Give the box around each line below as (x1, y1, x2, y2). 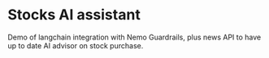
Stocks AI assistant (7, 6, 141, 24)
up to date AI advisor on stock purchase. (7, 40, 144, 50)
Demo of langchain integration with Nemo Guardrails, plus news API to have (7, 32, 262, 42)
